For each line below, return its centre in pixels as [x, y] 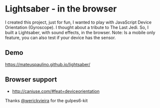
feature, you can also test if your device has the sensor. [61, 38]
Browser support [31, 80]
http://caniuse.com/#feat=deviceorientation [56, 91]
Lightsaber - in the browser [61, 9]
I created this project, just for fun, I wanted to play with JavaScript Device [78, 22]
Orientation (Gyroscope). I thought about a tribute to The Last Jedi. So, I [77, 27]
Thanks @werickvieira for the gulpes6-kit [47, 100]
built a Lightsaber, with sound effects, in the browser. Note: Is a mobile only [80, 32]
